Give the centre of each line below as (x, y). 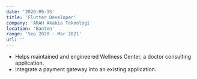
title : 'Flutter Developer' (41, 17)
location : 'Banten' (31, 28)
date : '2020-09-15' (31, 12)
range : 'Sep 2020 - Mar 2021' (44, 34)
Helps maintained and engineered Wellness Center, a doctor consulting (103, 57)
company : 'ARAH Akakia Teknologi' (50, 23)
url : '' (16, 39)
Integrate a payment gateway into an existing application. (86, 69)
